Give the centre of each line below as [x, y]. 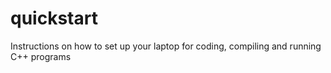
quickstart [54, 18]
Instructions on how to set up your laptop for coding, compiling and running [166, 46]
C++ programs [41, 56]
